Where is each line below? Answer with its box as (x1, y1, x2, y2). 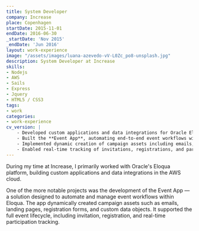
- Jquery (6, 91, 28, 97)
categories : (6, 113, 36, 119)
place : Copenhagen (6, 20, 52, 25)
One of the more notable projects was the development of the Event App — (6, 187, 190, 194)
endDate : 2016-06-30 (6, 31, 57, 37)
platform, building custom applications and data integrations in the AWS (6, 169, 181, 176)
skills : (6, 63, 25, 70)
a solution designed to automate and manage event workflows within (6, 193, 174, 200)
